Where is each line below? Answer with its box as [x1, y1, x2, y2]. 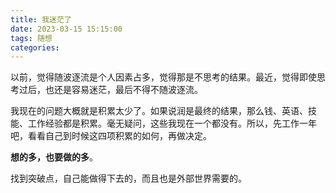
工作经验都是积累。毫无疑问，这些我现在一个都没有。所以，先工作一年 [27, 117, 317, 130]
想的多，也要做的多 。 [10, 151, 98, 163]
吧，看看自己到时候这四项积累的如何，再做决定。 [10, 130, 212, 142]
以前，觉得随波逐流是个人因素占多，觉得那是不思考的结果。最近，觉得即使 [10, 71, 317, 83]
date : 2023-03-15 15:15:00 [10, 24, 123, 34]
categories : [10, 42, 60, 53]
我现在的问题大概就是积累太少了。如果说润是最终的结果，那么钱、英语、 [10, 105, 308, 117]
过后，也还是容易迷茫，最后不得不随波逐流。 [18, 84, 203, 96]
